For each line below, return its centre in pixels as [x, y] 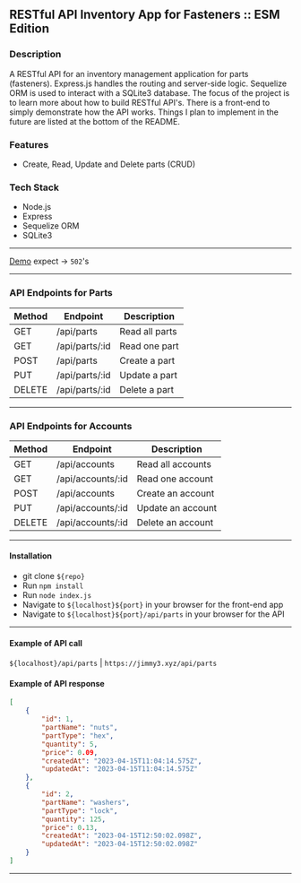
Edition [30, 29]
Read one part [149, 346]
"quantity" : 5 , [70, 744]
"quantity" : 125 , [73, 819]
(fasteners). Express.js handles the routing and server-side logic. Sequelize [148, 83]
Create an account [176, 493]
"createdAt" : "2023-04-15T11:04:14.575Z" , [122, 761]
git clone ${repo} [53, 576]
